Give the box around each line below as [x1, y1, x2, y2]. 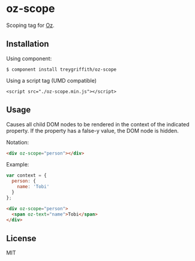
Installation [6, 39, 49, 49]
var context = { [6, 172, 47, 178]
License [6, 233, 37, 244]
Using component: [6, 54, 52, 62]
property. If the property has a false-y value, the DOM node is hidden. [6, 127, 179, 134]
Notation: [6, 138, 29, 145]
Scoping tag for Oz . [6, 22, 55, 29]
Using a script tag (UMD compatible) [6, 77, 97, 84]
